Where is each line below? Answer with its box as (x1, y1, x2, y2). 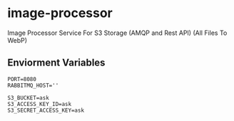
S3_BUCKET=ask (7, 94, 50, 101)
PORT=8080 (7, 75, 37, 83)
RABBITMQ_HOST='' (7, 82, 59, 89)
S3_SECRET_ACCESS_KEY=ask (7, 107, 84, 114)
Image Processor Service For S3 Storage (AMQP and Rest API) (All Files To (7, 28, 228, 37)
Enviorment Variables (7, 57, 106, 69)
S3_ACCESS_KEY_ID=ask (7, 100, 72, 107)
